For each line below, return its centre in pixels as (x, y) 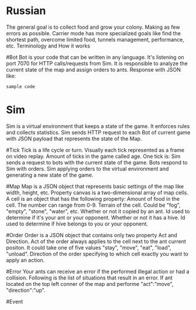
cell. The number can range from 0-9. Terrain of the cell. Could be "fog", (93, 205)
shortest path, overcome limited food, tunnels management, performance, (95, 39)
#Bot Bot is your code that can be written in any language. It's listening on (95, 57)
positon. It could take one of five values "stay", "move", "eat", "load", (89, 247)
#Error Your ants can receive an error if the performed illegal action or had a (98, 271)
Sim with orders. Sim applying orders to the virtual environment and (87, 169)
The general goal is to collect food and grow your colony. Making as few (93, 27)
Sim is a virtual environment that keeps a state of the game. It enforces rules (98, 126)
